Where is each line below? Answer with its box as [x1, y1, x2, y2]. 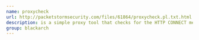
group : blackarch [6, 25, 49, 31]
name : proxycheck [6, 8, 49, 15]
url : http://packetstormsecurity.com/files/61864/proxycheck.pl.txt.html [6, 14, 192, 20]
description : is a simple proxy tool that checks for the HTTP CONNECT [6, 19, 187, 25]
